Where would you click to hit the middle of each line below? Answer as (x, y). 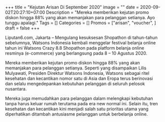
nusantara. (16, 89)
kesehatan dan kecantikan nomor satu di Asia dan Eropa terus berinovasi (79, 78)
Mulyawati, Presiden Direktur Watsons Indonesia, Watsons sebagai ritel (77, 73)
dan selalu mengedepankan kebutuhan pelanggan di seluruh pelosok (75, 84)
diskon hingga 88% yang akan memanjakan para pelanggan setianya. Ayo (80, 17)
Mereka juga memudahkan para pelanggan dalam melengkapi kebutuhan (79, 98)
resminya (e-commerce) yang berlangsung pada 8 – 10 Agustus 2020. (76, 53)
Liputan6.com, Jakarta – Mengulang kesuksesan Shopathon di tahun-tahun (81, 37)
